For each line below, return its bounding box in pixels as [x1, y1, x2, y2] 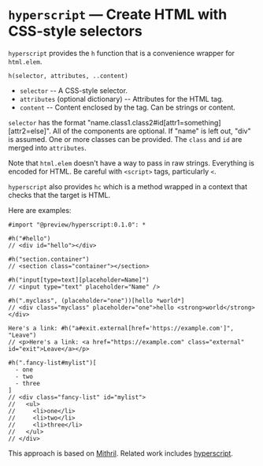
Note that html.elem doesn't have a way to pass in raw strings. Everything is [8, 158, 254, 167]
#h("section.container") [8, 255, 90, 263]
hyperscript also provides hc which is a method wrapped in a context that [8, 181, 248, 191]
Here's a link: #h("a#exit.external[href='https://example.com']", [8, 324, 235, 332]
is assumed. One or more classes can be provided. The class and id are [8, 134, 243, 144]
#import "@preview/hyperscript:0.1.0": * [8, 221, 146, 229]
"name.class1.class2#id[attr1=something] [87, 117, 221, 127]
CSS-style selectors [8, 22, 143, 40]
